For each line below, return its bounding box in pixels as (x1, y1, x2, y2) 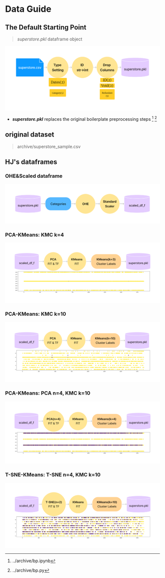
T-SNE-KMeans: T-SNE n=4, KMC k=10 (5, 472, 101, 478)
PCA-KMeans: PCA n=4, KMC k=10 (5, 390, 91, 397)
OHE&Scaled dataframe (5, 172, 63, 179)
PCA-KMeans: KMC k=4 (5, 231, 64, 238)
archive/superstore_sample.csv (17, 143, 81, 149)
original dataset (5, 131, 55, 139)
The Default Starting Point (5, 23, 87, 32)
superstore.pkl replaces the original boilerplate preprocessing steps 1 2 (12, 115, 157, 122)
